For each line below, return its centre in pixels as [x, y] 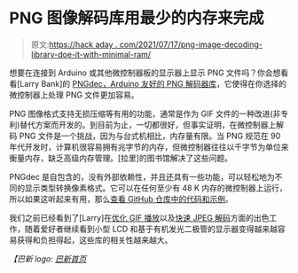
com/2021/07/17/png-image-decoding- [191, 44]
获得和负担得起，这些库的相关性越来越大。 [94, 239]
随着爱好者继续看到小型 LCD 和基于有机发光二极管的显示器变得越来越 [151, 229]
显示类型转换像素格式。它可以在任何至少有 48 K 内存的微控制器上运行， [156, 188]
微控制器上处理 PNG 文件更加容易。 [74, 95]
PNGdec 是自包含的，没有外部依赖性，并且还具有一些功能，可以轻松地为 [142, 176]
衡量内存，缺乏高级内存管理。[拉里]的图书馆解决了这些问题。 [121, 158]
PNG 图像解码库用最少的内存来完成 [137, 18]
